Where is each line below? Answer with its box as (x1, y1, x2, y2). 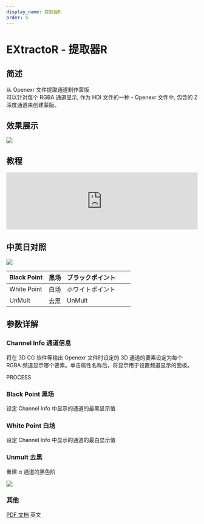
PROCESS (6, 373, 32, 381)
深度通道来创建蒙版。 (6, 101, 59, 108)
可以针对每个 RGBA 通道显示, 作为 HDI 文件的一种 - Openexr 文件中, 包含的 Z (6, 94, 198, 101)
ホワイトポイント (66, 285, 116, 293)
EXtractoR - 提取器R (6, 43, 107, 56)
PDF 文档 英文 (6, 511, 41, 518)
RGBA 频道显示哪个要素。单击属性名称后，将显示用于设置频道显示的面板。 (6, 361, 193, 369)
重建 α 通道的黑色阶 (6, 468, 56, 475)
